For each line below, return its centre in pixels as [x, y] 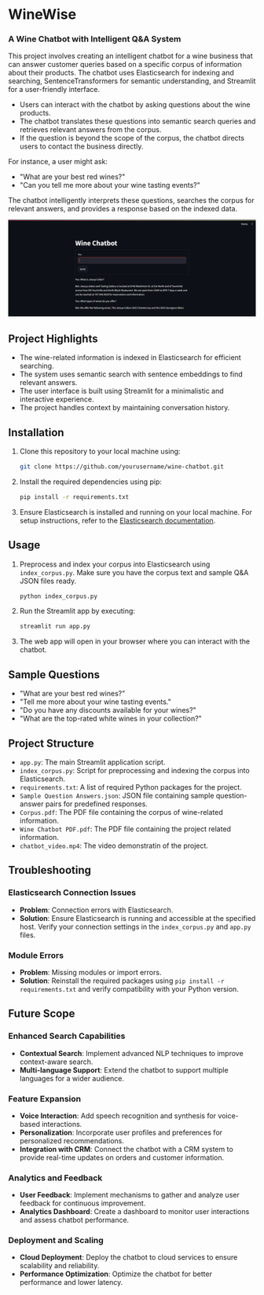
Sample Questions [54, 675]
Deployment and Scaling [56, 1241]
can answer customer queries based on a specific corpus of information [125, 64]
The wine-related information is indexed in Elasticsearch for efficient [130, 358]
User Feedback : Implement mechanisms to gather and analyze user [129, 1195]
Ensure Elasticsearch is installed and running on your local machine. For [136, 512]
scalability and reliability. [59, 1266]
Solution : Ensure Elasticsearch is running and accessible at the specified [137, 918]
